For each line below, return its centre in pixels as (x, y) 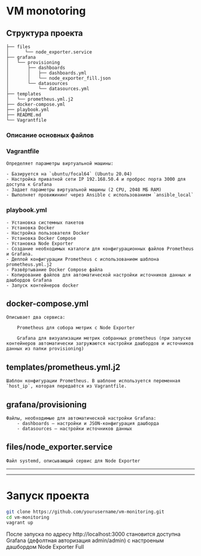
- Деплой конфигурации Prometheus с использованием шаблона (83, 259)
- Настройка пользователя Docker (48, 233)
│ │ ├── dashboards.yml (46, 73)
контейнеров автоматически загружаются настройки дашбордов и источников (100, 344)
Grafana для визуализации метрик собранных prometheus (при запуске (104, 338)
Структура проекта (45, 33)
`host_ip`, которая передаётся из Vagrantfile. (67, 386)
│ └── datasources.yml (48, 89)
